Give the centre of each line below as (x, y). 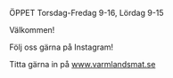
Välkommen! (32, 30)
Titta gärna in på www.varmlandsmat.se (82, 64)
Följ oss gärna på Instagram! (62, 47)
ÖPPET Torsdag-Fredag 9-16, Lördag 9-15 (86, 13)
